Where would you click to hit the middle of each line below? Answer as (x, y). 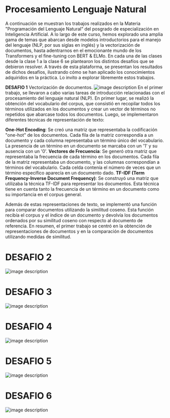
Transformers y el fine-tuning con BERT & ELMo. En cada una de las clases (84, 56)
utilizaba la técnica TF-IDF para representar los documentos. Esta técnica (82, 184)
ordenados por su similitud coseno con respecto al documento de (74, 220)
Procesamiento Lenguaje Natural (76, 9)
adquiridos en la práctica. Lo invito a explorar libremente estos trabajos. (80, 77)
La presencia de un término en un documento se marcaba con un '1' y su (81, 145)
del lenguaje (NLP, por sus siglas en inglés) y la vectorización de (73, 45)
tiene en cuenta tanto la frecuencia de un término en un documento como (82, 189)
